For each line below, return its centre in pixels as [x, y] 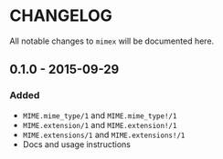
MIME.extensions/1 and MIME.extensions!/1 [104, 134]
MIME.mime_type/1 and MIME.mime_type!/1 [100, 115]
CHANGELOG [61, 16]
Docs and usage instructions [76, 144]
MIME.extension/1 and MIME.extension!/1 [100, 124]
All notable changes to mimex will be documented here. [112, 41]
